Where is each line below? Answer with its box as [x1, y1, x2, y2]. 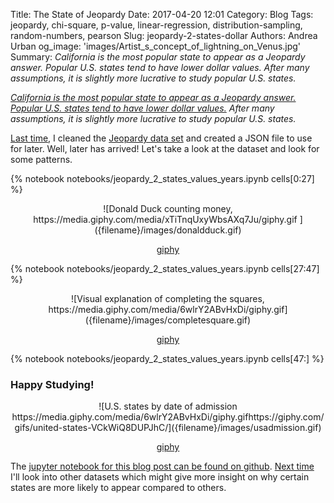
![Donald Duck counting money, [103, 203, 233, 214]
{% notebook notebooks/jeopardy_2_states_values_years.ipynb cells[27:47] [10, 263, 320, 274]
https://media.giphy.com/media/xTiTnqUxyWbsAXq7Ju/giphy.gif [33, 214, 298, 225]
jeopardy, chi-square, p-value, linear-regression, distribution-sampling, [10, 19, 303, 31]
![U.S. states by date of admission [98, 400, 238, 413]
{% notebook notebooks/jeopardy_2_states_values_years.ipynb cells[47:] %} [10, 353, 325, 364]
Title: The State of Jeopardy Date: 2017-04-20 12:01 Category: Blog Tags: [10, 9, 314, 20]
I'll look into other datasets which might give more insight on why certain [10, 471, 310, 483]
